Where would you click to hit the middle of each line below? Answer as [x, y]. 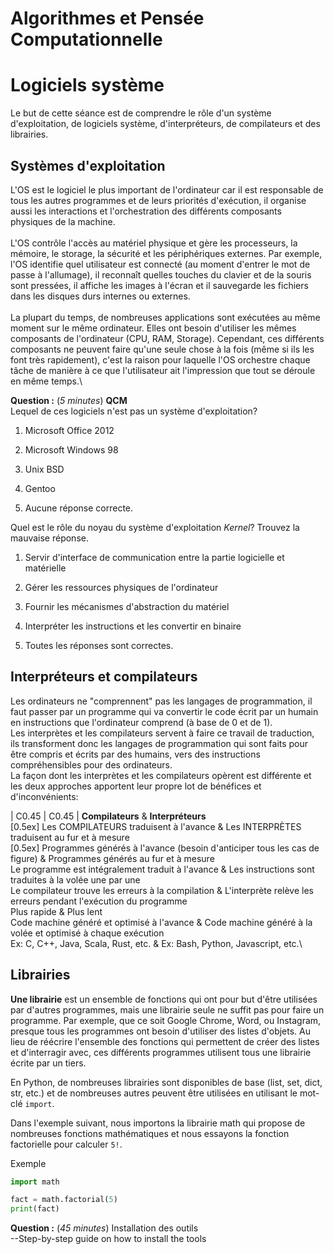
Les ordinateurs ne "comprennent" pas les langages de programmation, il [161, 701]
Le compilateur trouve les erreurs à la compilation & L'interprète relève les [162, 890]
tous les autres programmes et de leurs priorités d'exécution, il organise [158, 200]
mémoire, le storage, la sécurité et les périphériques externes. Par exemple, [166, 253]
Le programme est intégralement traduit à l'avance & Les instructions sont [162, 869]
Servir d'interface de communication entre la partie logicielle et [154, 557]
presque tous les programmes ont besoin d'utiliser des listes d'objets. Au [161, 1031]
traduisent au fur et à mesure [70, 837]
